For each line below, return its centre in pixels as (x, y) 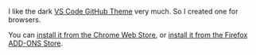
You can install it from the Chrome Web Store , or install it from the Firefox (128, 35)
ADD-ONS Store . (36, 43)
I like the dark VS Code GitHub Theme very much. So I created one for (123, 11)
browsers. (25, 20)
